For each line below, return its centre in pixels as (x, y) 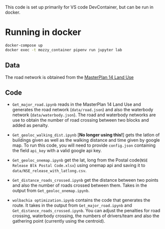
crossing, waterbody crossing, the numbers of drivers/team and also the (86, 216)
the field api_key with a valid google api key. (57, 151)
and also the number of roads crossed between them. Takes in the (80, 185)
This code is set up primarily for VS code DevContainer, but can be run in (79, 7)
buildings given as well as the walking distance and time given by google (86, 140)
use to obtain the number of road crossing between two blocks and (81, 120)
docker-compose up (24, 45)
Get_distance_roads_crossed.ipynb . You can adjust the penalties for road (86, 211)
